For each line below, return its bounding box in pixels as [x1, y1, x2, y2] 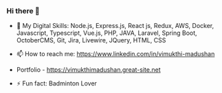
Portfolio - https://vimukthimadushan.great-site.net [16, 66, 161, 74]
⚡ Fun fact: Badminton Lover [16, 79, 98, 88]
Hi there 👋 [6, 6, 41, 16]
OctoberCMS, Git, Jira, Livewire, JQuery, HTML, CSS [16, 36, 166, 44]
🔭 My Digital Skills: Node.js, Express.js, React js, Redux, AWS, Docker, [16, 22, 214, 30]
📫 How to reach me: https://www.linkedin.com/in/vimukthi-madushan [16, 50, 215, 58]
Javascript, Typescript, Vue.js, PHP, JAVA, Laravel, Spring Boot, [16, 29, 197, 37]
